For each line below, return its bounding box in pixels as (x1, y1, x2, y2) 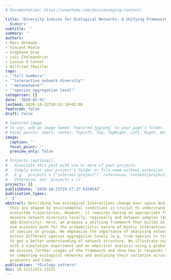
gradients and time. (10, 258, 53, 263)
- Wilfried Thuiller (5, 64, 49, 69)
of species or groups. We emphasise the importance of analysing (10, 229, 152, 234)
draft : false (5, 111, 33, 117)
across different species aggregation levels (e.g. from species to (10, 234, 158, 239)
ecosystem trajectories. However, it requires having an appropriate (10, 210, 160, 215)
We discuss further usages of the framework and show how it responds (10, 248, 163, 253)
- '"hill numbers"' (5, 73, 47, 79)
